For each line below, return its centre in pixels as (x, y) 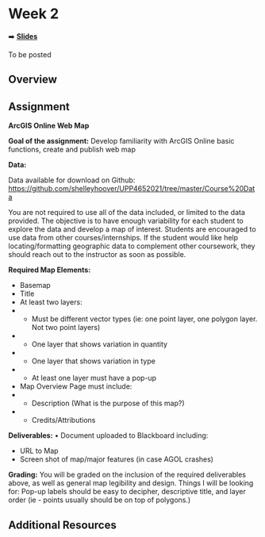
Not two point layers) (66, 328)
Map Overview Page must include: (76, 386)
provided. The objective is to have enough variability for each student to (126, 221)
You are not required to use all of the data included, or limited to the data (127, 213)
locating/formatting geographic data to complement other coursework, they (132, 246)
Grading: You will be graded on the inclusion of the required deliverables (127, 475)
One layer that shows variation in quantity (100, 344)
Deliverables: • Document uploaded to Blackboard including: (108, 435)
